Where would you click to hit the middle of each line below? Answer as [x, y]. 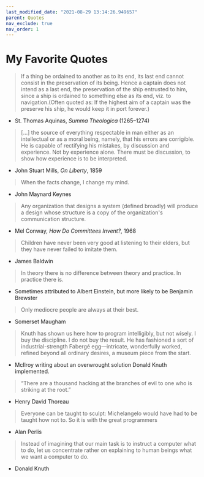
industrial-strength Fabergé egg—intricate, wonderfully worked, [101, 347]
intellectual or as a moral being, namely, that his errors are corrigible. [108, 139]
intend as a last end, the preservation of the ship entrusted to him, [104, 89]
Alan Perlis [28, 432]
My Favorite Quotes [57, 59]
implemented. [32, 372]
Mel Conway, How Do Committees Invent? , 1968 [75, 231]
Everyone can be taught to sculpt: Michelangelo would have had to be [109, 413]
